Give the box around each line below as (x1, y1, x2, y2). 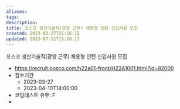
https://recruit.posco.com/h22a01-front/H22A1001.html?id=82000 (14, 65, 174, 71)
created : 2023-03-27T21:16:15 (6, 31, 80, 37)
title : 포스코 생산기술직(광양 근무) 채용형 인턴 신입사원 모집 (6, 25, 138, 31)
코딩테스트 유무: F (14, 92, 56, 98)
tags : (6, 14, 19, 20)
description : (6, 19, 38, 25)
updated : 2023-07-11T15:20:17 (6, 36, 80, 42)
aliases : (6, 8, 28, 15)
